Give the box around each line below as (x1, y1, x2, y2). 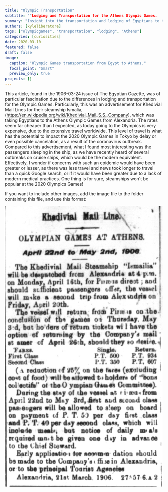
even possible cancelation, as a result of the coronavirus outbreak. (5, 139, 142, 144)
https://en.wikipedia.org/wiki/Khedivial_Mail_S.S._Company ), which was (6, 112, 154, 118)
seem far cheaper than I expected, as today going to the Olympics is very (5, 123, 156, 128)
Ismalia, (67, 107, 83, 112)
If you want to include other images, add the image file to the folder (5, 191, 144, 197)
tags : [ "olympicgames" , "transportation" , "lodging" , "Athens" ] (5, 29, 142, 34)
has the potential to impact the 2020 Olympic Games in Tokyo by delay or (5, 133, 156, 139)
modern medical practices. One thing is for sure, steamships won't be (5, 176, 149, 182)
